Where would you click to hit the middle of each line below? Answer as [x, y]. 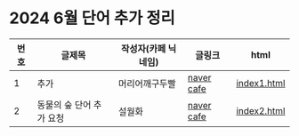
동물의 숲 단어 [64, 105]
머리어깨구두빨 [147, 84]
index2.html [260, 110]
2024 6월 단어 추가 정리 [92, 18]
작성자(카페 [144, 48]
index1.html [260, 83]
